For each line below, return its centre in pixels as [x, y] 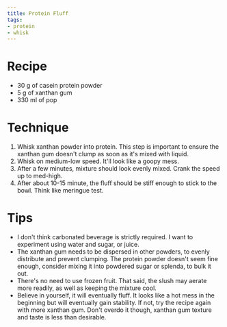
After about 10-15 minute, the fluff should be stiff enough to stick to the [117, 183]
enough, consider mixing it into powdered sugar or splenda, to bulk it [114, 266]
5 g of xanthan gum [44, 93]
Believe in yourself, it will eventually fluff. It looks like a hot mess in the [116, 295]
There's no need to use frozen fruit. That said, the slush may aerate [112, 281]
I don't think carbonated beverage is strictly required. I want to [105, 237]
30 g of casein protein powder [59, 86]
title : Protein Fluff [38, 13]
